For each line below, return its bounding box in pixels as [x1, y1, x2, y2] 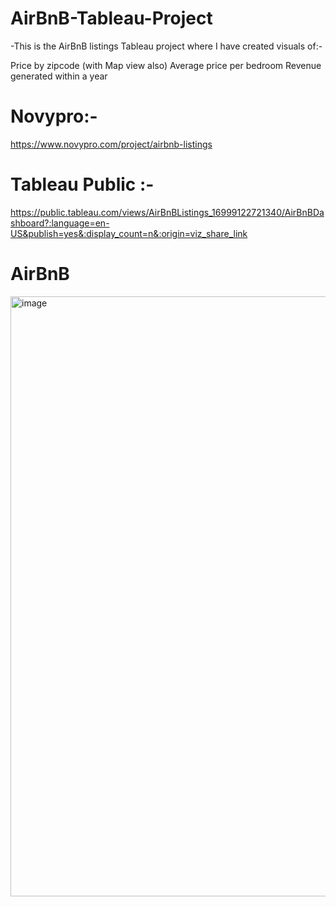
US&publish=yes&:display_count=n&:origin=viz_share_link [10, 227, 248, 239]
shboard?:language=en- [10, 217, 110, 229]
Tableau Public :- [10, 173, 155, 196]
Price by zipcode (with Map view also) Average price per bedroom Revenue [10, 59, 322, 71]
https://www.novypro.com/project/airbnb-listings [10, 138, 213, 150]
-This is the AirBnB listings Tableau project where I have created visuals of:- [10, 40, 323, 52]
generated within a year [10, 70, 108, 82]
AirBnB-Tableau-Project [10, 7, 213, 30]
